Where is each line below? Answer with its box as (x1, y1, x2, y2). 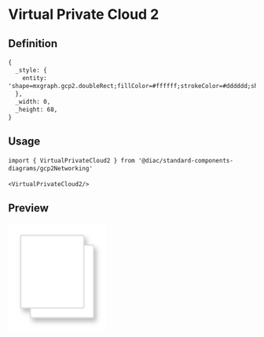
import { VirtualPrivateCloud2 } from (8, 156, 135, 164)
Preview (8, 202, 49, 215)
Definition (8, 37, 57, 50)
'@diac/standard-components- (137, 156, 234, 164)
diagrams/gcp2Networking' (8, 164, 93, 172)
